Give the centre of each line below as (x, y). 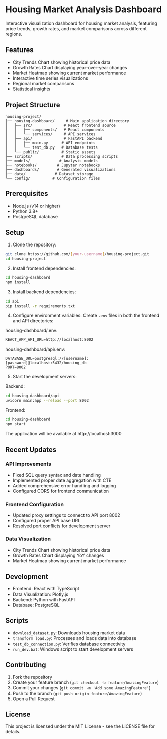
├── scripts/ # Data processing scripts (62, 156)
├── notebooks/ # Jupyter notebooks (53, 165)
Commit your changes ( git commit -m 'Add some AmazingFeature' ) (81, 687)
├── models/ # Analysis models (52, 161)
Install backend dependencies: (44, 292)
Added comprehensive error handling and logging (64, 485)
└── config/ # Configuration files (53, 178)
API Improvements (28, 464)
